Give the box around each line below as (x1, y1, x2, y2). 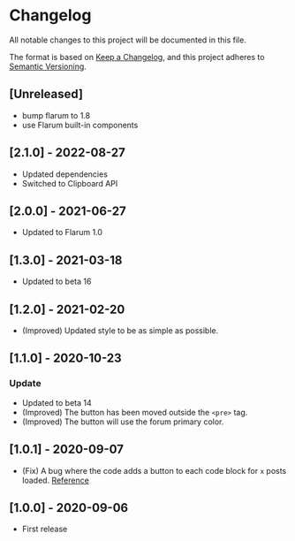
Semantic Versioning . (9, 61, 87, 72)
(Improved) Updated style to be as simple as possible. (21, 325, 219, 336)
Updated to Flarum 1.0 (21, 227, 103, 238)
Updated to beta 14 (21, 397, 93, 408)
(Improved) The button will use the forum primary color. (21, 416, 224, 427)
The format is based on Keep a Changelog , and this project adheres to (9, 51, 265, 62)
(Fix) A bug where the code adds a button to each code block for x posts (21, 465, 287, 476)
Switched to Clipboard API (21, 178, 118, 188)
